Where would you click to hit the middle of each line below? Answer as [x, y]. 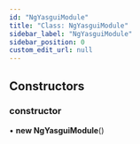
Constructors [47, 86]
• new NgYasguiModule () [57, 130]
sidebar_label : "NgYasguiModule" [71, 34]
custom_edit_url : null [51, 50]
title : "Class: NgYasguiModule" [69, 26]
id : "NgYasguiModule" [49, 17]
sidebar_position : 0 [47, 42]
